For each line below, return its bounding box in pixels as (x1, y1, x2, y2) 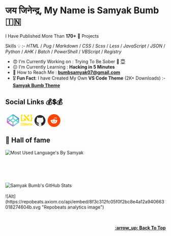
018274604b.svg (5, 204, 41, 211)
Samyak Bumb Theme (12, 82, 60, 88)
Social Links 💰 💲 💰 (5, 98, 63, 107)
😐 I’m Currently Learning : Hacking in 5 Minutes (12, 64, 115, 70)
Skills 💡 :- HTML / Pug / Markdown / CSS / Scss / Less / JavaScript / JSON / (5, 43, 165, 49)
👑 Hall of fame (5, 136, 51, 145)
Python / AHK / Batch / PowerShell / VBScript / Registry (5, 48, 122, 55)
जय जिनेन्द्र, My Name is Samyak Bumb (5, 5, 159, 16)
